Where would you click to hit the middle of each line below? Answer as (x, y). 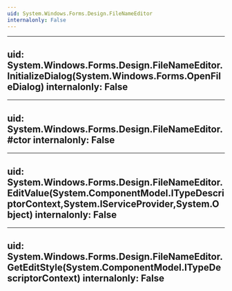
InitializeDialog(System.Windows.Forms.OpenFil (114, 76)
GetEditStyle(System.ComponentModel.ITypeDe (114, 268)
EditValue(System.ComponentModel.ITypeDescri (116, 193)
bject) (20, 215)
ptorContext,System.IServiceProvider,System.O (113, 204)
